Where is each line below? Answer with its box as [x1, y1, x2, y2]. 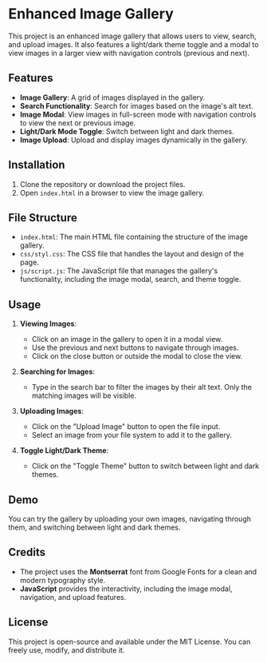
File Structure [8, 211, 77, 224]
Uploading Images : [19, 407, 84, 416]
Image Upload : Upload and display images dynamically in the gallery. [19, 135, 248, 145]
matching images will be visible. [31, 391, 137, 400]
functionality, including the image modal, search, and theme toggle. [19, 275, 241, 284]
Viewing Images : [19, 319, 77, 328]
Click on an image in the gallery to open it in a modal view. [31, 335, 223, 344]
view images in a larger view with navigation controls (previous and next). [8, 48, 249, 58]
